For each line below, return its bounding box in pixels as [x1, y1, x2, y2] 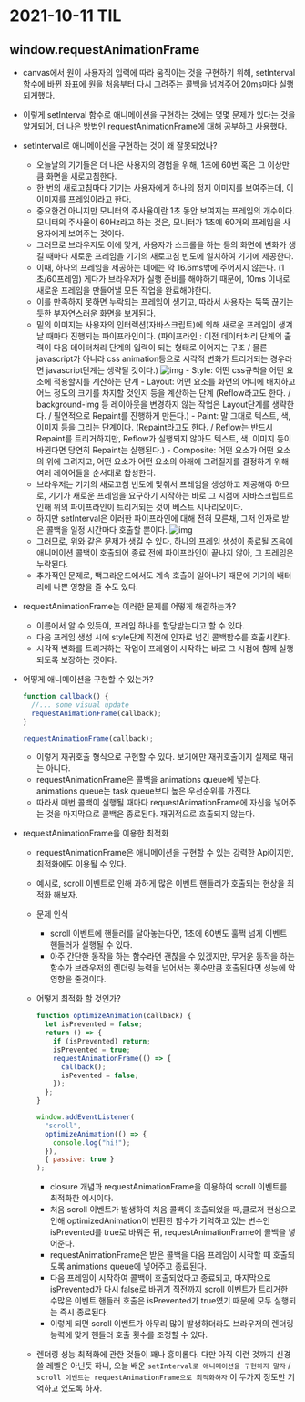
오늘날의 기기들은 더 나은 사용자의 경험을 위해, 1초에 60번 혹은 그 [36, 160, 266, 170]
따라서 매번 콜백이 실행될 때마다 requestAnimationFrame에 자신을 [36, 797, 272, 808]
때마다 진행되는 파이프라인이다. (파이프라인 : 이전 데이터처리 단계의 [46, 330, 282, 341]
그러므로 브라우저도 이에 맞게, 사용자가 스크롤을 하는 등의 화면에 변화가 [36, 239, 287, 250]
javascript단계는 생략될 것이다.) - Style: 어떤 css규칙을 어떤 [46, 365, 285, 375]
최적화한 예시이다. [49, 1192, 114, 1204]
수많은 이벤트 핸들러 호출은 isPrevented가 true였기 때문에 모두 [49, 1295, 272, 1306]
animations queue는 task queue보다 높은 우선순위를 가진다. [36, 785, 252, 796]
